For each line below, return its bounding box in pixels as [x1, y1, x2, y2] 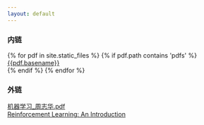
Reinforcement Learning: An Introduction [7, 110, 126, 119]
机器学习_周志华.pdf [7, 103, 66, 111]
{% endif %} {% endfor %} [7, 66, 85, 74]
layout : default [7, 10, 55, 18]
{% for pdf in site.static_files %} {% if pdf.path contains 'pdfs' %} [7, 51, 198, 60]
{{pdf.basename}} [7, 58, 60, 67]
